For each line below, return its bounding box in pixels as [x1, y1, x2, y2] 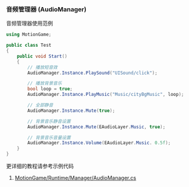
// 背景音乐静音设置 [27, 118, 71, 124]
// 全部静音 [27, 102, 53, 108]
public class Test [6, 43, 52, 49]
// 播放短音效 [27, 64, 58, 70]
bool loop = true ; [27, 86, 73, 92]
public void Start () [17, 53, 68, 59]
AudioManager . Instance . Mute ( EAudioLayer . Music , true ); [27, 124, 166, 130]
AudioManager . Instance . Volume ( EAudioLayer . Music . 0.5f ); [27, 140, 171, 146]
